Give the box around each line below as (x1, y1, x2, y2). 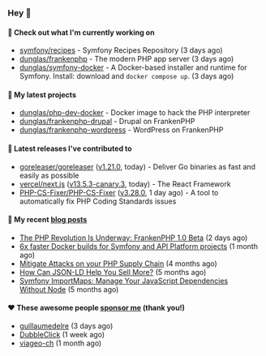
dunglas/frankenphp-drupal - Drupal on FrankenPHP (19, 117, 195, 127)
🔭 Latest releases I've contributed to (7, 144, 132, 153)
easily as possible (19, 170, 79, 180)
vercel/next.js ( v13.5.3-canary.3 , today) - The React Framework (19, 178, 232, 189)
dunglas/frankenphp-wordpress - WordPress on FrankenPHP (19, 125, 224, 135)
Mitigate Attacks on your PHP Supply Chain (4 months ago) (19, 259, 218, 268)
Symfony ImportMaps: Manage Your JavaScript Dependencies (19, 276, 229, 285)
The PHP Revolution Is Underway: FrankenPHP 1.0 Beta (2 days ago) (19, 233, 248, 242)
